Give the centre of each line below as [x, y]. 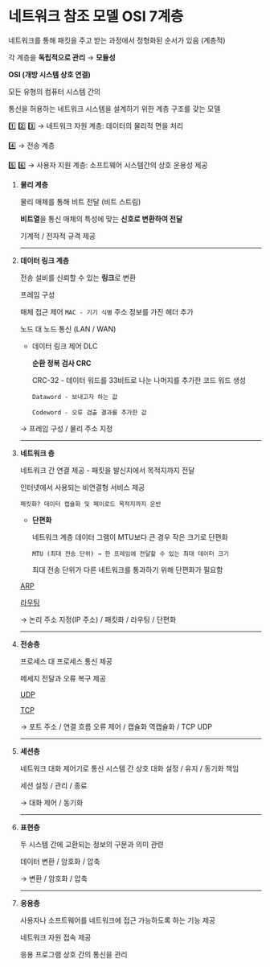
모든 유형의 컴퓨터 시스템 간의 [55, 91]
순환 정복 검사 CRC [61, 363]
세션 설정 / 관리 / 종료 [53, 785]
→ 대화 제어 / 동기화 [51, 802]
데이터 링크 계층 [45, 260]
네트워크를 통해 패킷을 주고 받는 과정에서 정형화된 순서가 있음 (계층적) [117, 40]
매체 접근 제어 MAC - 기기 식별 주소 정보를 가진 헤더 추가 [107, 311]
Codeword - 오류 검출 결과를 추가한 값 [89, 412]
